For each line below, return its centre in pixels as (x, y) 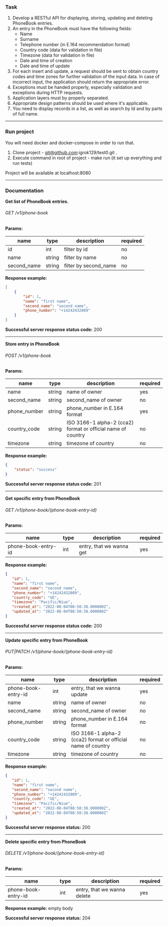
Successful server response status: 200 (48, 827)
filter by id (76, 250)
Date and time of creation (46, 61)
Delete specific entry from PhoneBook (46, 842)
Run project (19, 132)
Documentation (24, 190)
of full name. (25, 114)
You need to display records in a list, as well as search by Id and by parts (87, 108)
